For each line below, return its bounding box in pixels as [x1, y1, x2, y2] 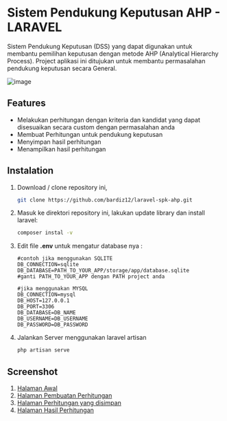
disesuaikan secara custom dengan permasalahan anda [16, 122, 175, 131]
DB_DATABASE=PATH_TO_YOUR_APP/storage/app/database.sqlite [16, 267, 190, 274]
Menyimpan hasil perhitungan [16, 138, 101, 146]
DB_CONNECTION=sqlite [16, 261, 79, 268]
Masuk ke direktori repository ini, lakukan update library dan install [16, 208, 206, 217]
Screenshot [7, 366, 58, 378]
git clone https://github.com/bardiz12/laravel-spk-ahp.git [16, 196, 193, 204]
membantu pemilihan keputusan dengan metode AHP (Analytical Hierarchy [7, 50, 219, 58]
